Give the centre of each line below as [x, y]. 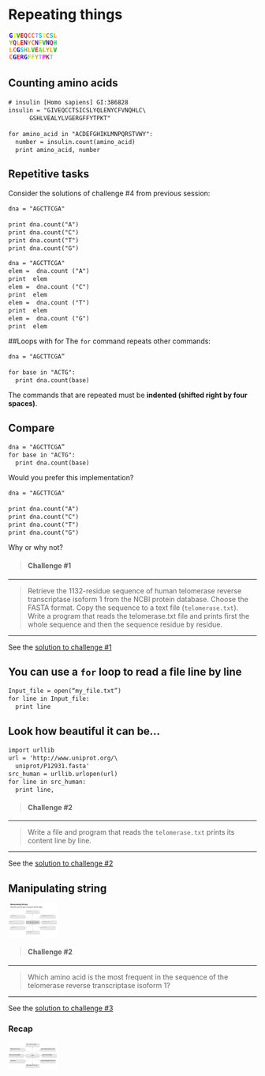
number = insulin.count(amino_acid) [75, 142]
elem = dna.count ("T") [49, 302]
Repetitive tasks [49, 174]
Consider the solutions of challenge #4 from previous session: [109, 193]
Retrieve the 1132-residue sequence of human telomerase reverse [134, 590]
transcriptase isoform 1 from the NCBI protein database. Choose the [138, 599]
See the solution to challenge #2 [61, 863]
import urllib [32, 750]
